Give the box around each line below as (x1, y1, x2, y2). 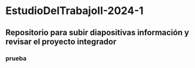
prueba (5, 54, 27, 62)
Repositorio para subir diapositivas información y (5, 28, 190, 38)
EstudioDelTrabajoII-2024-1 (5, 4, 144, 18)
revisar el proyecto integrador (5, 36, 117, 46)
